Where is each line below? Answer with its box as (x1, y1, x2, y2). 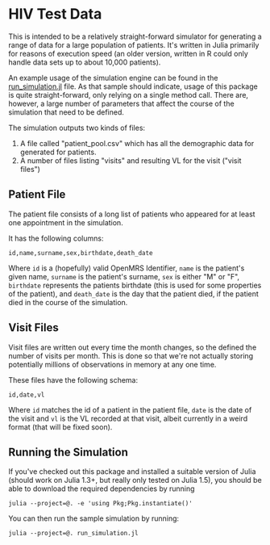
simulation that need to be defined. (8, 107, 125, 117)
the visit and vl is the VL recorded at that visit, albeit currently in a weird (8, 413, 248, 423)
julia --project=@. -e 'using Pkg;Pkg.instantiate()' (8, 500, 193, 508)
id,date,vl (8, 391, 45, 399)
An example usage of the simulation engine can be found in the (8, 73, 218, 82)
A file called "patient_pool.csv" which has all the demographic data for (19, 138, 255, 148)
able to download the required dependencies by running (8, 484, 195, 493)
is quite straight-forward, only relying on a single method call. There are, (8, 90, 248, 99)
